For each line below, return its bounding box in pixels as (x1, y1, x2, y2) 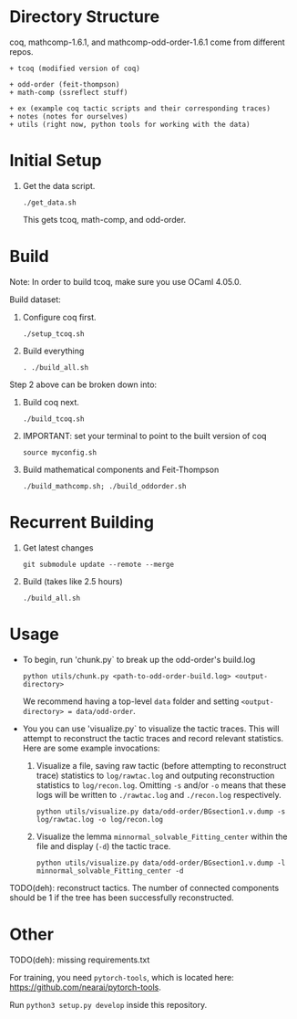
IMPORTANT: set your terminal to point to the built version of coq (22, 430, 267, 441)
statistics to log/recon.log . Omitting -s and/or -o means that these (36, 779, 287, 791)
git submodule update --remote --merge (22, 560, 175, 569)
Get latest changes (22, 541, 94, 553)
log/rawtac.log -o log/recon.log (36, 814, 164, 824)
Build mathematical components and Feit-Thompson (22, 464, 220, 475)
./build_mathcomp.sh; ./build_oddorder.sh (22, 481, 187, 490)
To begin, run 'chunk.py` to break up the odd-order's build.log (22, 654, 256, 665)
